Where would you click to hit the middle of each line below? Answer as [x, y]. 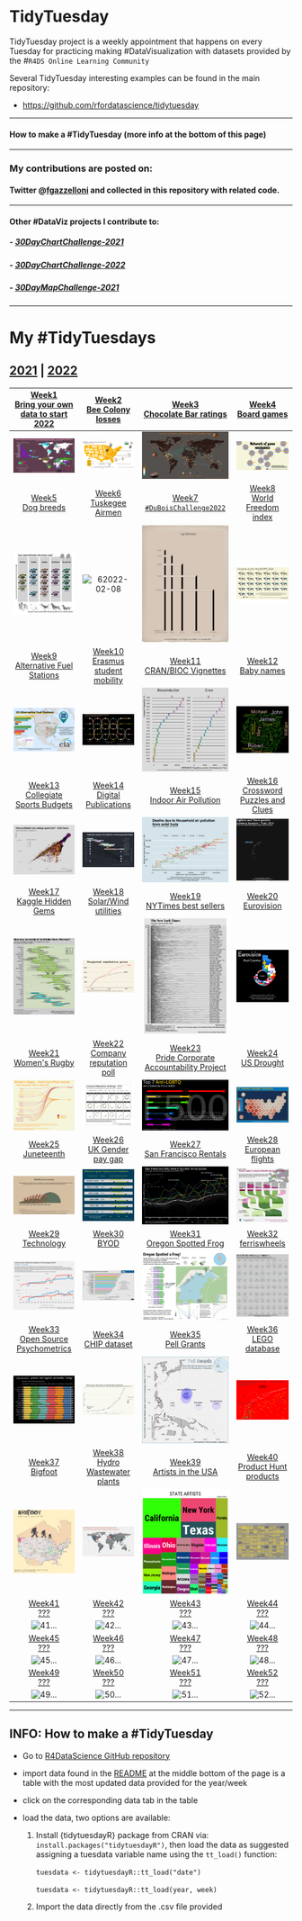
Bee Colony [109, 409]
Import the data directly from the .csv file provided [129, 1907]
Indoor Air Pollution [185, 799]
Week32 [262, 1233]
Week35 [185, 1334]
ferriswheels [262, 1243]
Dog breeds [44, 508]
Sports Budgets [44, 805]
